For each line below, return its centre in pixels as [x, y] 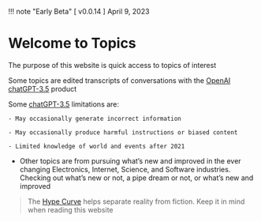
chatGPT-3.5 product [43, 88]
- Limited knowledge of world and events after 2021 [97, 146]
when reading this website [70, 209]
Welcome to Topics [72, 43]
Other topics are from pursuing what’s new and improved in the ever [130, 160]
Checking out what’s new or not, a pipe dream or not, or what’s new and [136, 178]
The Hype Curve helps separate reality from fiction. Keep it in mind [136, 201]
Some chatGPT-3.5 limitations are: [64, 104]
